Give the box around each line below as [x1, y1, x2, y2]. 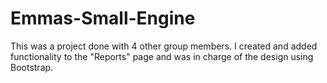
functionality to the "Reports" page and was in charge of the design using [10, 50, 314, 62]
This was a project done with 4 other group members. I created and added [10, 40, 318, 52]
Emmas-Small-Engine [10, 7, 196, 30]
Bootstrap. [10, 61, 54, 73]
